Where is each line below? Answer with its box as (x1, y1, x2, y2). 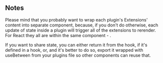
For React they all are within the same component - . (5, 32, 112, 38)
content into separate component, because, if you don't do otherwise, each (5, 22, 159, 28)
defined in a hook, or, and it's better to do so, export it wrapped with (5, 47, 144, 53)
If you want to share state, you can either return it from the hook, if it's (5, 42, 148, 48)
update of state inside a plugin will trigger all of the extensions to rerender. (5, 27, 156, 33)
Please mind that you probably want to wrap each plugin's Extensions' (5, 17, 148, 22)
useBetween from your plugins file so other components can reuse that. (5, 52, 151, 58)
